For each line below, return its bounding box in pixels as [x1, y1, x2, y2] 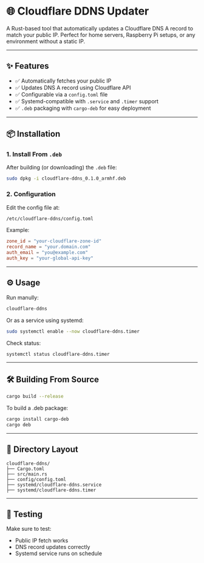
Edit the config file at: [6, 203, 60, 211]
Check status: [6, 339, 41, 347]
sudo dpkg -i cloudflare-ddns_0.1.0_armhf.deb [6, 176, 126, 182]
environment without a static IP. [6, 38, 86, 45]
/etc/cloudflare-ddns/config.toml [6, 216, 94, 222]
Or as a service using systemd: [6, 316, 84, 324]
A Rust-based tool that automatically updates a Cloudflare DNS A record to [6, 24, 193, 32]
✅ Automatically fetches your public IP [15, 77, 112, 84]
